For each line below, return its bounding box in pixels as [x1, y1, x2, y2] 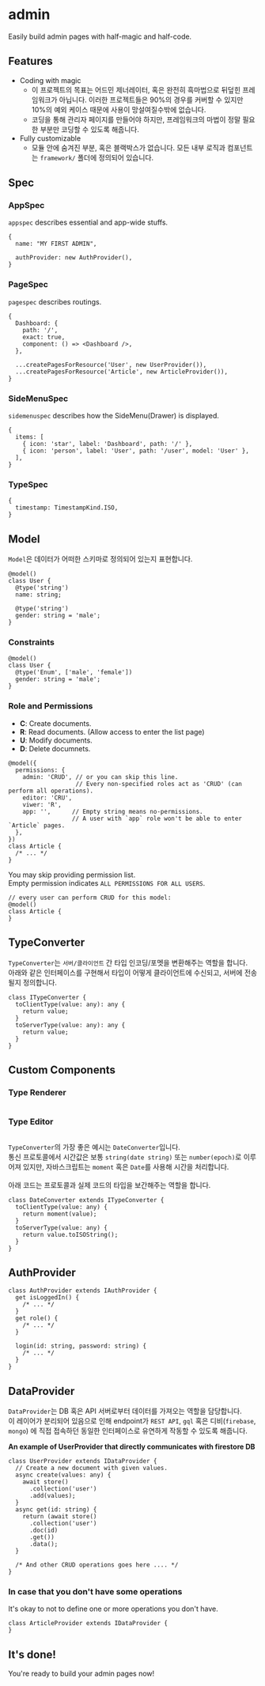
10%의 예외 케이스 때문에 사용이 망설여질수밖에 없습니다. [31, 104, 206, 114]
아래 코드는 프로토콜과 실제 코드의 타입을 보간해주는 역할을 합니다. [8, 1180, 211, 1189]
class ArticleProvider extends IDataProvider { [8, 1620, 168, 1627]
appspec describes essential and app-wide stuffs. [8, 217, 168, 227]
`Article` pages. [8, 821, 66, 830]
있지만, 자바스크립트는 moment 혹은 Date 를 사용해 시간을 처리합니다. [22, 1162, 229, 1171]
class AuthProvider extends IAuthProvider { [8, 1287, 157, 1295]
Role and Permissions [8, 701, 93, 712]
